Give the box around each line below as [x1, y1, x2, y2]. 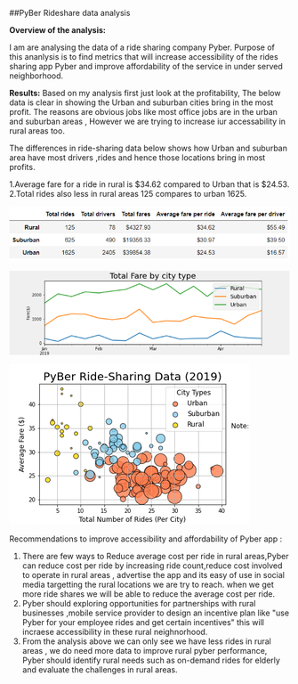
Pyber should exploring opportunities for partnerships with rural [21, 598, 256, 608]
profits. [9, 162, 36, 172]
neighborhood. [9, 70, 64, 81]
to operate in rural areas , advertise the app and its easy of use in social [21, 569, 285, 580]
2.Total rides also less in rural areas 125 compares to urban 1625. [9, 189, 247, 199]
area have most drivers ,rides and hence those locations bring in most [9, 152, 266, 163]
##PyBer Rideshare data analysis [9, 8, 131, 18]
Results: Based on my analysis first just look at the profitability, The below [9, 88, 281, 98]
